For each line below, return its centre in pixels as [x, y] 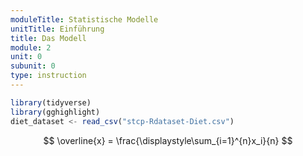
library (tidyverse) [51, 102]
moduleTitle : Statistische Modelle [84, 19]
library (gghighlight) [55, 112]
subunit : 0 [33, 66]
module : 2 [31, 47]
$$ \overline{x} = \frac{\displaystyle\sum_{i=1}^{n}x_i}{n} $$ [168, 140]
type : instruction [48, 76]
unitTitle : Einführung [57, 29]
